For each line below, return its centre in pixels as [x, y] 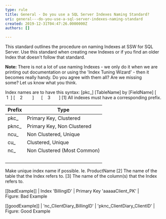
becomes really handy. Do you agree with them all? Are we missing [74, 77]
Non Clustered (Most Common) [63, 150]
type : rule [16, 10]
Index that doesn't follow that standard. [45, 57]
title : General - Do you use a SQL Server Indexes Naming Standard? [77, 14]
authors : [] [17, 28]
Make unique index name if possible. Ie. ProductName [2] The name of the [81, 171]
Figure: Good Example [28, 211]
